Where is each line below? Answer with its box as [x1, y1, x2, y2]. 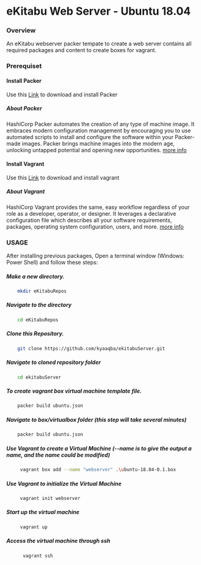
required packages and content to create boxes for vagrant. [6, 47, 157, 54]
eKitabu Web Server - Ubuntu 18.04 [6, 4, 191, 18]
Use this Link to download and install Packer [6, 91, 118, 98]
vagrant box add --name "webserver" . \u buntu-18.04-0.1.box [20, 467, 176, 473]
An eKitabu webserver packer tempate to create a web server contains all [6, 40, 192, 47]
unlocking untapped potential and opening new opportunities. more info [6, 146, 187, 154]
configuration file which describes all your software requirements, [6, 216, 172, 224]
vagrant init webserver [20, 495, 81, 501]
